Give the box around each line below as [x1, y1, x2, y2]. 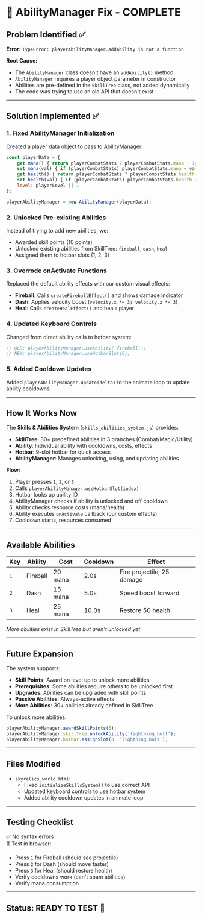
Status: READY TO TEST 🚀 [6, 903, 105, 913]
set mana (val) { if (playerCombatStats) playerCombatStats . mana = [17, 166, 187, 172]
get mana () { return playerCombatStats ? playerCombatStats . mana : [17, 160, 189, 166]
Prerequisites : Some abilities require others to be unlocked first [14, 683, 173, 690]
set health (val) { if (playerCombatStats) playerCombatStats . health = [17, 177, 198, 183]
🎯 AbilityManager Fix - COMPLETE [6, 5, 182, 19]
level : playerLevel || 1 [17, 183, 79, 189]
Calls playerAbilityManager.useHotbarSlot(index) [14, 485, 139, 492]
